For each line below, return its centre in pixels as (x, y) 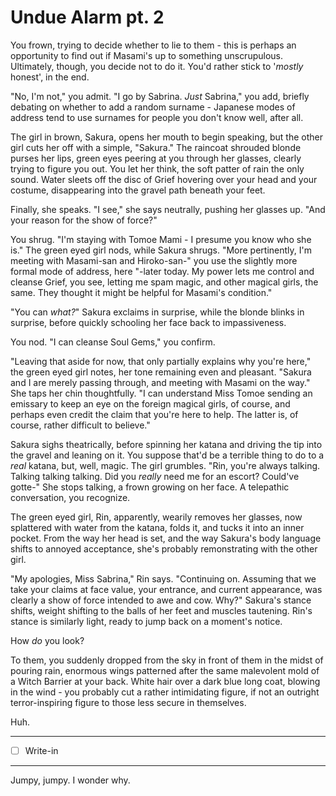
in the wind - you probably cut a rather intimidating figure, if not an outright (165, 692)
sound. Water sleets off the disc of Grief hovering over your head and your (164, 179)
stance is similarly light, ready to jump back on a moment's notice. (146, 621)
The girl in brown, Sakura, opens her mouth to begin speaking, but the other (167, 137)
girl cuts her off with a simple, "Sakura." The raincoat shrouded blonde (156, 147)
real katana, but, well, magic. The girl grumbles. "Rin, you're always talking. (165, 465)
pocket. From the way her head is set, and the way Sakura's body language (166, 538)
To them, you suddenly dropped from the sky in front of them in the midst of (167, 660)
